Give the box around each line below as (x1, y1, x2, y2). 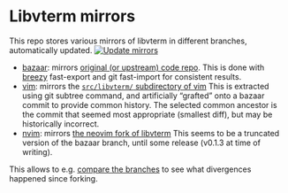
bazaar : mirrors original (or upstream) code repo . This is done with (21, 62, 265, 73)
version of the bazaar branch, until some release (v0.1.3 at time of (21, 137, 261, 148)
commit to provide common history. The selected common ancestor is (21, 99, 277, 110)
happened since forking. (9, 173, 99, 183)
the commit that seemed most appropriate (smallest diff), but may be (21, 109, 273, 120)
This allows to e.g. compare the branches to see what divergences (9, 164, 252, 174)
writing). (21, 146, 53, 157)
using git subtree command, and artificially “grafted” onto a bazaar (21, 90, 265, 101)
